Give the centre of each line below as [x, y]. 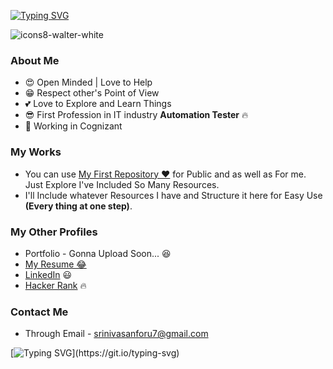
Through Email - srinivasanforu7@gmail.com [116, 334]
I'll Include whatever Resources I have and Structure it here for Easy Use [173, 195]
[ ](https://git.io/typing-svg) [95, 353]
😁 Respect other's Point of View [92, 93]
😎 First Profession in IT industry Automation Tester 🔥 [136, 115]
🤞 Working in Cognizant [73, 126]
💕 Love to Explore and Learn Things [98, 104]
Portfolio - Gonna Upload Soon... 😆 [98, 253]
